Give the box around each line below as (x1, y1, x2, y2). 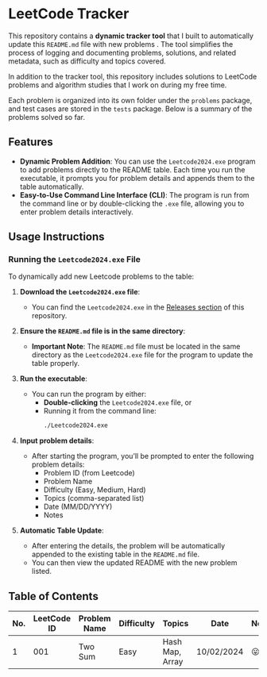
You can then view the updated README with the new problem (31, 558, 238, 567)
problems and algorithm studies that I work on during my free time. (8, 80, 227, 90)
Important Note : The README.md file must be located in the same (31, 342, 241, 352)
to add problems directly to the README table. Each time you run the (19, 164, 246, 175)
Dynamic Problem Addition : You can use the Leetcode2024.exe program (19, 156, 256, 166)
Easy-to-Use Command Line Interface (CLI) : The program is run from (19, 190, 250, 199)
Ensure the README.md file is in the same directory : (19, 326, 186, 336)
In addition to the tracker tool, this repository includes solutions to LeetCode (8, 71, 257, 81)
